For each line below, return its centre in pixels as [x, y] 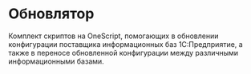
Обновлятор [51, 14]
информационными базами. [56, 61]
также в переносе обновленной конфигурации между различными [123, 53]
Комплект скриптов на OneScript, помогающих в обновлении [113, 36]
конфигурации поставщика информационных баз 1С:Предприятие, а [125, 44]
